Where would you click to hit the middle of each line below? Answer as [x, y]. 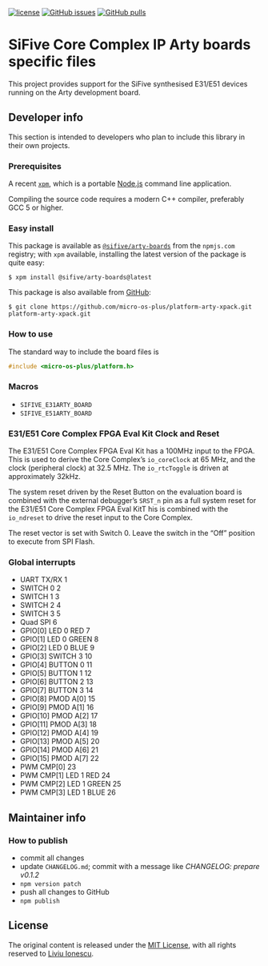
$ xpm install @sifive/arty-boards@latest [80, 278]
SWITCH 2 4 [40, 606]
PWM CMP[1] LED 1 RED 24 [65, 775]
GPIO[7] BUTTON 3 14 [56, 690]
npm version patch [50, 884]
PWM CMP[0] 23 [48, 767]
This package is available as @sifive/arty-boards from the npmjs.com [122, 246]
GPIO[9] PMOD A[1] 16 [57, 707]
